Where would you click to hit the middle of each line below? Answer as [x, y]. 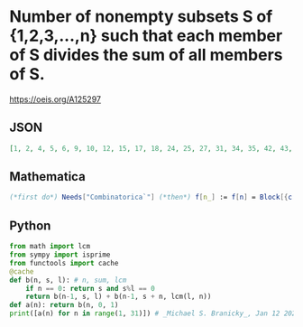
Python [30, 225]
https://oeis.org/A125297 [55, 99]
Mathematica [47, 177]
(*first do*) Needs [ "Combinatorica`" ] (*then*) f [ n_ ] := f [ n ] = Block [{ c [151, 197]
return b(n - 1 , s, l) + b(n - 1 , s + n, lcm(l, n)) [119, 297]
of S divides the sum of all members [146, 55]
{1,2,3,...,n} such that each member [146, 36]
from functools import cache [64, 263]
